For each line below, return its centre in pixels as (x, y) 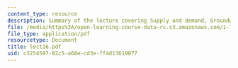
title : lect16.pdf (34, 47)
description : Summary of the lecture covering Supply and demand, (107, 21)
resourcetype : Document (42, 40)
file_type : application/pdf (49, 34)
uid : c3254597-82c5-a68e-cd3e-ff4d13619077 (73, 54)
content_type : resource (42, 14)
